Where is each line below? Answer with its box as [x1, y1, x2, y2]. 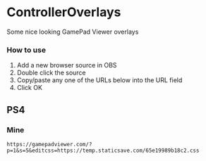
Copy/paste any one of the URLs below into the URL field [16, 76, 183, 84]
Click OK [16, 84, 43, 92]
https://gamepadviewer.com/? [6, 141, 92, 148]
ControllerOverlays [6, 4, 121, 20]
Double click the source [16, 68, 86, 77]
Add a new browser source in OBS [16, 61, 117, 70]
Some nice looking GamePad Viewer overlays [6, 27, 139, 36]
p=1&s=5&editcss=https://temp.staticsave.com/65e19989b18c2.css [6, 147, 200, 154]
